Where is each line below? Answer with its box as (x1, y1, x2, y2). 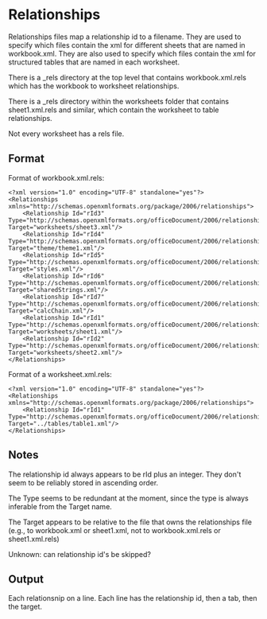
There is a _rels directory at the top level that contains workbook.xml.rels (8, 72, 246, 82)
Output (8, 572, 44, 586)
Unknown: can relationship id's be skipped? (8, 549, 152, 559)
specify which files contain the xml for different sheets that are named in (8, 40, 246, 49)
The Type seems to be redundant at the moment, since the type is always (8, 493, 249, 503)
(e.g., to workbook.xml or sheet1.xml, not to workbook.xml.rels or (8, 525, 221, 535)
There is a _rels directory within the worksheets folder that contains (8, 96, 229, 106)
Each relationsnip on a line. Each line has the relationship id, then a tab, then (8, 594, 257, 603)
